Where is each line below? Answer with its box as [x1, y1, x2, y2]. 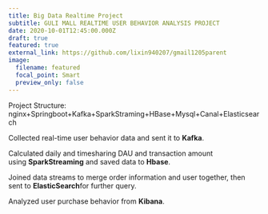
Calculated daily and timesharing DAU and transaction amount [8, 149, 214, 158]
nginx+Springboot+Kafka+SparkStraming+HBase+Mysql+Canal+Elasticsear [8, 109, 260, 118]
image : [8, 57, 30, 65]
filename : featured [15, 64, 81, 72]
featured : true [8, 42, 59, 50]
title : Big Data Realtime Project [8, 11, 124, 20]
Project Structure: [8, 101, 66, 110]
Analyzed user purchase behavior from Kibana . [8, 196, 166, 206]
